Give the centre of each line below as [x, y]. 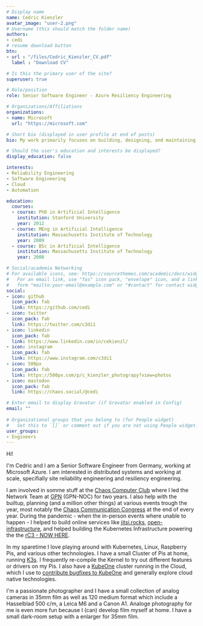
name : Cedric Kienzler [35, 18]
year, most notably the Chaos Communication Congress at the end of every [100, 510]
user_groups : [23, 431]
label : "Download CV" [40, 62]
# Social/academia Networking [44, 268]
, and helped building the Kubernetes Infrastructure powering [116, 529]
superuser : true [27, 79]
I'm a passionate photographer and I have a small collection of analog [93, 591]
